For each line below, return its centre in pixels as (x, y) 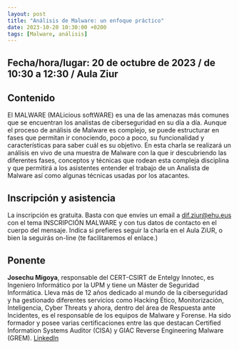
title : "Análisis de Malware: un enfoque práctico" (86, 21)
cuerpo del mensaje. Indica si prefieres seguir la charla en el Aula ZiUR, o (115, 230)
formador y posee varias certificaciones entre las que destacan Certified (114, 323)
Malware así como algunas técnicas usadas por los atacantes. (99, 176)
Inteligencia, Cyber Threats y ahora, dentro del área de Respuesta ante (112, 308)
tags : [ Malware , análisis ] (47, 34)
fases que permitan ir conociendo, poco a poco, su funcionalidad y (106, 138)
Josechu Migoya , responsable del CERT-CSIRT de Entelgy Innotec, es (111, 278)
